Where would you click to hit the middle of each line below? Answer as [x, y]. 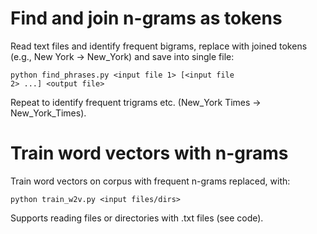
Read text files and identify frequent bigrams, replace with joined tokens [159, 46]
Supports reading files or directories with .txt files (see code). [137, 218]
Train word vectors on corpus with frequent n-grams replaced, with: [150, 181]
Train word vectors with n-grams [149, 153]
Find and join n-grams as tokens [146, 18]
